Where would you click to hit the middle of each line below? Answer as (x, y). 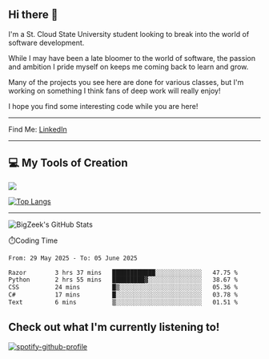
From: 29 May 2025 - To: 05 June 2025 (73, 258)
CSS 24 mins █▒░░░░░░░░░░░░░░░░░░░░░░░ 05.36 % (123, 288)
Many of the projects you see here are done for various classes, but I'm (126, 82)
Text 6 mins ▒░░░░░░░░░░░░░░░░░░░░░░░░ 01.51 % (123, 302)
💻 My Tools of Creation (68, 163)
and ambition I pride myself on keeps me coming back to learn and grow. (128, 67)
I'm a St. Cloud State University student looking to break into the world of (129, 34)
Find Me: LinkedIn (38, 129)
